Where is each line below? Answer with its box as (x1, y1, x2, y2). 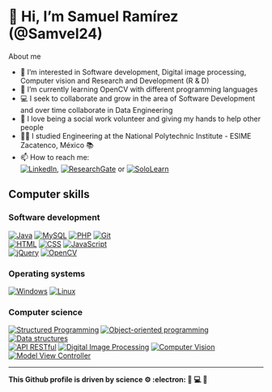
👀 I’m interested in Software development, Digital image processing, (19, 67, 247, 76)
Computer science (8, 306, 83, 317)
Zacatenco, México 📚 (19, 140, 95, 149)
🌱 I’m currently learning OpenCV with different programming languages (19, 84, 258, 94)
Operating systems (8, 268, 86, 279)
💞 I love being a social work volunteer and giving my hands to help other (19, 114, 261, 123)
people (19, 122, 45, 132)
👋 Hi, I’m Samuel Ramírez (8, 7, 179, 26)
